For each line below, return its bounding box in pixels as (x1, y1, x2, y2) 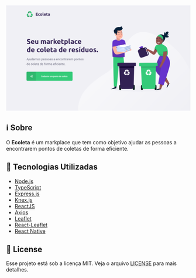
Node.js (14, 178, 34, 185)
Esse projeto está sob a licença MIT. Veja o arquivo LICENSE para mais (6, 260, 177, 267)
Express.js (14, 190, 40, 197)
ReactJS (14, 202, 35, 209)
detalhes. (6, 266, 29, 273)
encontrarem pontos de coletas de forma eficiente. (6, 145, 129, 152)
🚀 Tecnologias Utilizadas (6, 162, 98, 172)
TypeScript (14, 184, 42, 191)
